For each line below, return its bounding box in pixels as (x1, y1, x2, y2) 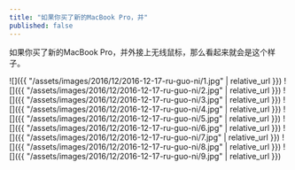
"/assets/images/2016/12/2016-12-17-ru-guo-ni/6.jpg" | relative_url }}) (26, 122, 282, 133)
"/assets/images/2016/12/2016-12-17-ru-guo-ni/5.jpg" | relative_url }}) (26, 112, 282, 124)
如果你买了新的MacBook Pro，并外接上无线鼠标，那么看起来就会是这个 (9, 46, 268, 58)
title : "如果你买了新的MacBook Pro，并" (9, 12, 149, 22)
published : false (9, 21, 74, 30)
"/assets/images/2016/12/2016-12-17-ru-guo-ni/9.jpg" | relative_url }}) (26, 151, 282, 161)
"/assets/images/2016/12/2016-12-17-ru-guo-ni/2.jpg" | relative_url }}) (26, 85, 282, 96)
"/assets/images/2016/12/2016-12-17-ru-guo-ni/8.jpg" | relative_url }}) (26, 141, 282, 151)
